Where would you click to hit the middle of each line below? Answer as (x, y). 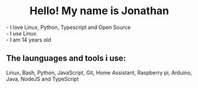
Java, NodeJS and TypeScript (43, 79)
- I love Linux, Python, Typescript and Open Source (69, 27)
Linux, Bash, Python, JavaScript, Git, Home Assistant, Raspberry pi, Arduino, (99, 73)
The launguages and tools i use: (66, 58)
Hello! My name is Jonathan (99, 11)
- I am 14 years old (29, 40)
